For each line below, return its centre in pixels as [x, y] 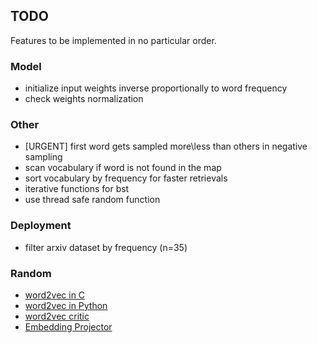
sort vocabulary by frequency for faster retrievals [126, 178]
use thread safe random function [92, 200]
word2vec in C [55, 295]
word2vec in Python [66, 305]
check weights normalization [84, 99]
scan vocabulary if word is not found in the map [123, 168]
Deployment [41, 226]
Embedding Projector [68, 327]
